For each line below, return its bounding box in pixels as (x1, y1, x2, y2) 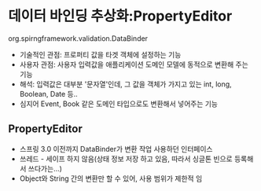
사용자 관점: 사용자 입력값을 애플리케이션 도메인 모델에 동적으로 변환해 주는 (19, 60, 249, 69)
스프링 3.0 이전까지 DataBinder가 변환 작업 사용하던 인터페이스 (19, 144, 213, 153)
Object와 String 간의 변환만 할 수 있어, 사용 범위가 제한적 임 (19, 174, 203, 183)
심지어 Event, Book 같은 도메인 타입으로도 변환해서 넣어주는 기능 (19, 99, 219, 108)
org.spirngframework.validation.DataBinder (8, 33, 148, 43)
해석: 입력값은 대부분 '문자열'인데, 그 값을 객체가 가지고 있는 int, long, (19, 79, 232, 89)
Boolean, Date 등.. (19, 89, 78, 98)
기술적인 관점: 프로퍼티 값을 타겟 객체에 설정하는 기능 (19, 50, 182, 59)
